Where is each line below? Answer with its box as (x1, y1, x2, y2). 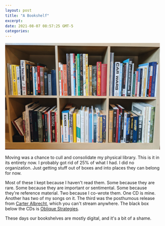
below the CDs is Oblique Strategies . (5, 205, 80, 211)
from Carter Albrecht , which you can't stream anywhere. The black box (5, 200, 149, 206)
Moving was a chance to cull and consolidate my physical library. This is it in (5, 154, 160, 160)
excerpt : (5, 18, 23, 23)
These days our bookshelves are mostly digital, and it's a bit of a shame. (5, 215, 152, 221)
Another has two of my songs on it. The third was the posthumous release (5, 195, 155, 201)
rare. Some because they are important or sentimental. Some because (5, 185, 147, 191)
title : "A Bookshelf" (5, 13, 50, 18)
